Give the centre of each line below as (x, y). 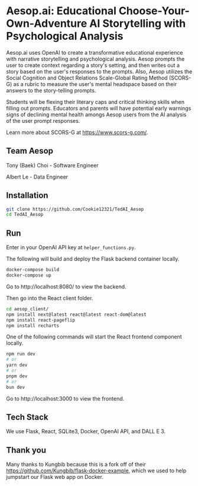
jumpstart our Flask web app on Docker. (55, 477)
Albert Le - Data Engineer (37, 177)
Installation (27, 196)
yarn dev (17, 365)
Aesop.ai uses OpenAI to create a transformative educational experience (95, 52)
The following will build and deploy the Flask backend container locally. (93, 259)
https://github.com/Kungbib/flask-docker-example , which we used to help (96, 471)
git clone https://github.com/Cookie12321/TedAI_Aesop (75, 209)
